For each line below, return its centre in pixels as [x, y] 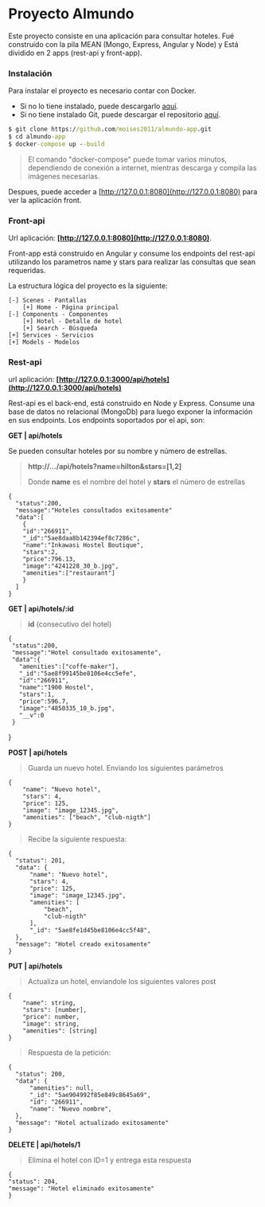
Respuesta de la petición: [69, 1053]
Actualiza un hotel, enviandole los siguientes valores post [122, 982]
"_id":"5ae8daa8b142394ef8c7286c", [82, 538]
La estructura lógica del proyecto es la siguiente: [88, 286]
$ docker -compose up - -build [57, 144]
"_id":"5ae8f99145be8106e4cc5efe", [78, 674]
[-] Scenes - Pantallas [48, 301]
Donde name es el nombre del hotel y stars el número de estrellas [136, 482]
